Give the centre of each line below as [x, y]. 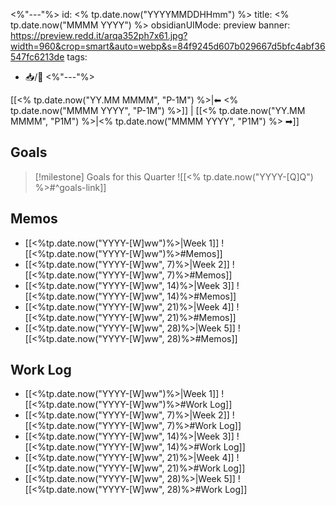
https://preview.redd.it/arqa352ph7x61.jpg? [99, 35]
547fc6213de [37, 57]
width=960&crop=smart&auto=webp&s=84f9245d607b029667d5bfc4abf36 [168, 46]
